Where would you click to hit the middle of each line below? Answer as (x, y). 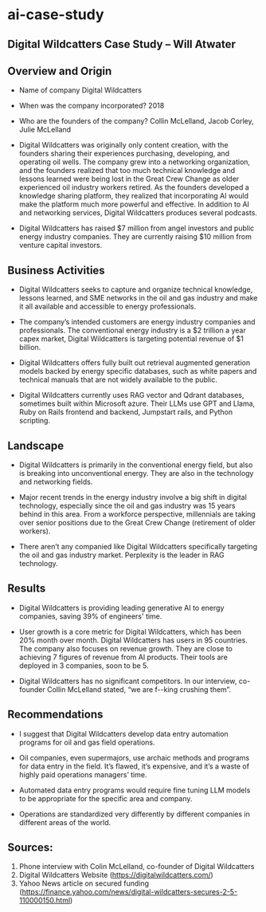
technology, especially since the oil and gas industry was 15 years (127, 506)
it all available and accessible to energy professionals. (108, 307)
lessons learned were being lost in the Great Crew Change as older (129, 179)
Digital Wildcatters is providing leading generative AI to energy (121, 607)
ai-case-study (56, 15)
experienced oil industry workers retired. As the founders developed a (134, 187)
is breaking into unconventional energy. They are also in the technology (136, 474)
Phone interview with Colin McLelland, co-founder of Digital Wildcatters (137, 867)
